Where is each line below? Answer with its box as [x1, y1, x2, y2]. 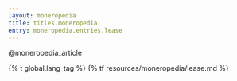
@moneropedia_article [8, 48, 82, 58]
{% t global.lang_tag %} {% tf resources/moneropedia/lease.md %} [8, 64, 229, 73]
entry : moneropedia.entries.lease [8, 26, 123, 34]
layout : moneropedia [8, 11, 77, 20]
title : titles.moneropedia [8, 19, 98, 27]
